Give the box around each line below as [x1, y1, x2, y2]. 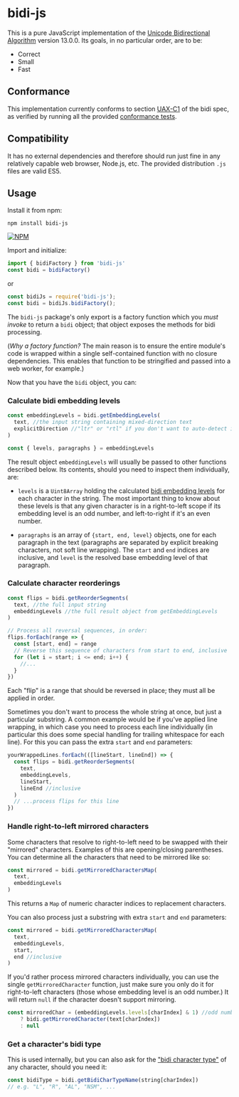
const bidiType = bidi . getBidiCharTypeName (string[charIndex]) [7, 1076, 199, 1084]
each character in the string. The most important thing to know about [17, 494, 221, 502]
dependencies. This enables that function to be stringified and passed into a [7, 356, 231, 365]
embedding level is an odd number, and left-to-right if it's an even [17, 509, 211, 517]
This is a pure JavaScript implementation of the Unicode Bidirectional [7, 28, 211, 37]
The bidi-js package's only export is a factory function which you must [7, 312, 218, 321]
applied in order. [7, 694, 55, 702]
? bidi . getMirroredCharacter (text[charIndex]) [20, 1016, 161, 1023]
